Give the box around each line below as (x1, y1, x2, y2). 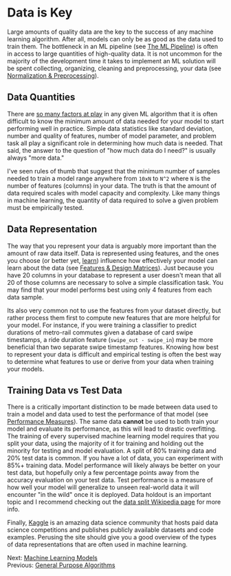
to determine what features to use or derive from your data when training (7, 357, 214, 365)
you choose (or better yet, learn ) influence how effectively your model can (7, 256, 218, 264)
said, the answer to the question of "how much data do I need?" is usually (7, 146, 217, 154)
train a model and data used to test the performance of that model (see (7, 410, 208, 418)
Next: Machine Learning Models (7, 554, 98, 562)
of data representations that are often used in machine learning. (7, 540, 188, 548)
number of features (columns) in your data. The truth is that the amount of (7, 181, 217, 190)
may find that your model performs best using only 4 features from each (7, 286, 212, 294)
